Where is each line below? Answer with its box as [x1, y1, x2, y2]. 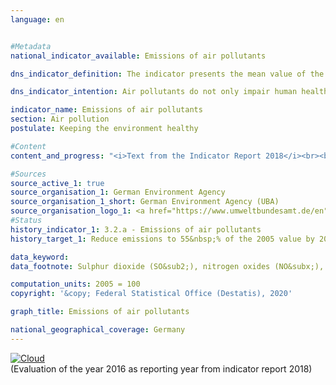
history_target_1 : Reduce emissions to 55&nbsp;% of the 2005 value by [10, 234, 315, 244]
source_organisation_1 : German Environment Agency [10, 187, 226, 198]
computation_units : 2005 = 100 [10, 279, 141, 290]
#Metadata [10, 41, 52, 51]
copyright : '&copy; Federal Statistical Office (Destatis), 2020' [10, 289, 293, 299]
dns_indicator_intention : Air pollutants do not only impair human [10, 87, 298, 97]
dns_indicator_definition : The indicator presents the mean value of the [10, 69, 325, 79]
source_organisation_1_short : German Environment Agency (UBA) [10, 197, 280, 207]
